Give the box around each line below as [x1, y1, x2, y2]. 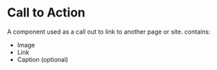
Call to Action [7, 5, 86, 21]
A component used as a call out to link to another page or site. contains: [7, 27, 211, 36]
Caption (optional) [16, 55, 69, 63]
